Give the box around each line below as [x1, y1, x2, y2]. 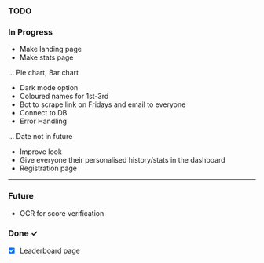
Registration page [19, 163, 77, 174]
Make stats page [19, 53, 74, 62]
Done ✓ [8, 228, 38, 239]
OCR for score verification [19, 208, 104, 217]
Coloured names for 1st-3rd [19, 92, 109, 101]
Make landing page [19, 45, 82, 54]
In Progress [8, 26, 53, 37]
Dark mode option [19, 83, 79, 93]
